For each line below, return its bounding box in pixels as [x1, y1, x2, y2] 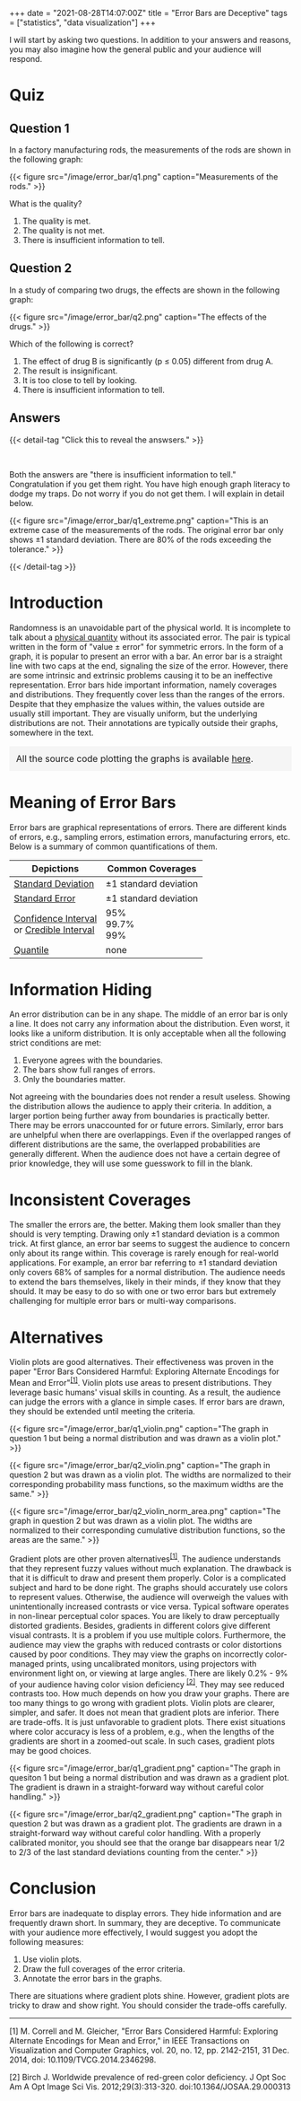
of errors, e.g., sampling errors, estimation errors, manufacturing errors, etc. [9, 831, 291, 842]
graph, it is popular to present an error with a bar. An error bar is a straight [9, 651, 283, 661]
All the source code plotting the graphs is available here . [16, 752, 254, 765]
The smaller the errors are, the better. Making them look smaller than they [9, 1220, 281, 1230]
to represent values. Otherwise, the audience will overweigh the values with [9, 1591, 288, 1602]
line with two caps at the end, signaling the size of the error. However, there [9, 660, 288, 671]
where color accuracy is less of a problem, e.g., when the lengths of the [9, 1727, 275, 1738]
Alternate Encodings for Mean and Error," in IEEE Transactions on [9, 2035, 250, 2046]
